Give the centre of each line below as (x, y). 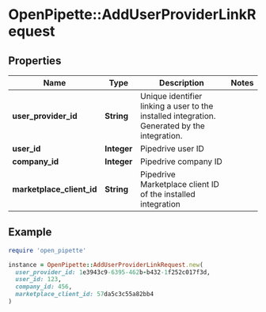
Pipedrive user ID (172, 148)
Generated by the (173, 126)
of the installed (167, 194)
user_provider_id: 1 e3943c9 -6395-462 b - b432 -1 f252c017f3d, (113, 272)
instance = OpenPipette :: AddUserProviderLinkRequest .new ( (106, 264)
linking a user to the (177, 106)
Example (30, 232)
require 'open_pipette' (47, 250)
